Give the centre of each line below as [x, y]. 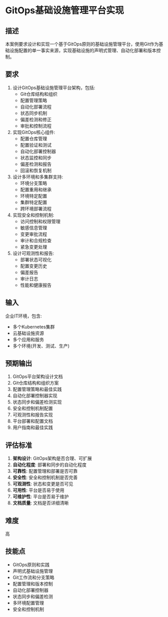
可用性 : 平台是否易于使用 [38, 490]
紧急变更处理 [33, 247]
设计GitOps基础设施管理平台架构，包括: [54, 88]
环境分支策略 [33, 183]
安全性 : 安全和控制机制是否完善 [45, 477]
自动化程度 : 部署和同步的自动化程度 [49, 465]
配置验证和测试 [36, 145]
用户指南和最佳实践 [33, 427]
